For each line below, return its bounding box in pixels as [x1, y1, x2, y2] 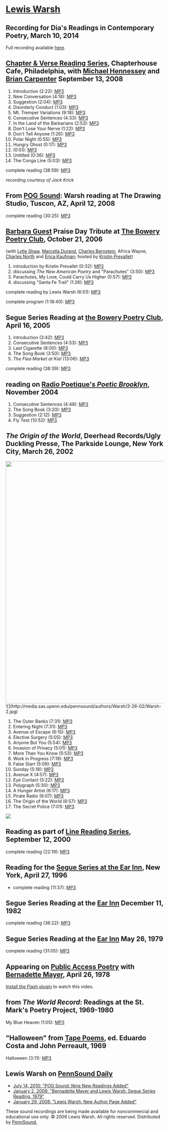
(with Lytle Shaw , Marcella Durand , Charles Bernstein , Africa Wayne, [6, 248, 147, 254]
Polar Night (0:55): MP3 [13, 136, 62, 142]
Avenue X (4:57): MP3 [13, 771, 59, 777]
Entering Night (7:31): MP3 [13, 724, 68, 730]
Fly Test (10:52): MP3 [13, 417, 57, 423]
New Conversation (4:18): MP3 [13, 93, 77, 99]
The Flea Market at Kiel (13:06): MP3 [13, 356, 89, 362]
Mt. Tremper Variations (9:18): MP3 [13, 109, 86, 115]
